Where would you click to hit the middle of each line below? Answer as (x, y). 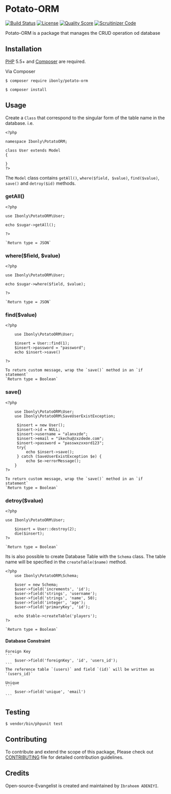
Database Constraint (28, 641)
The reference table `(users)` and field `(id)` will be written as (80, 670)
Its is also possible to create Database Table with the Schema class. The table (86, 557)
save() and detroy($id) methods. (40, 183)
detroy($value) (24, 500)
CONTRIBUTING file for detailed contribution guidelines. (65, 757)
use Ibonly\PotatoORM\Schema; (47, 576)
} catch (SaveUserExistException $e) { (59, 456)
